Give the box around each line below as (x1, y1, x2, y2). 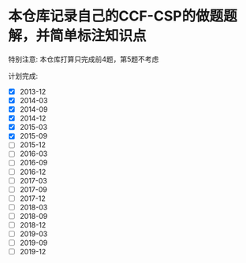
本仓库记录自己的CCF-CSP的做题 (8, 7, 224, 25)
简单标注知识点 (50, 27, 147, 45)
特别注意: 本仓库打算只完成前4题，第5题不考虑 (8, 54, 159, 64)
